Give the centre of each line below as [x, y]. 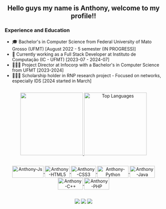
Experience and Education [37, 31]
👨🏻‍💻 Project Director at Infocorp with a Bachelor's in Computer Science [85, 65]
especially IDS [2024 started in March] [52, 81]
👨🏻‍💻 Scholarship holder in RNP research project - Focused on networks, [86, 75]
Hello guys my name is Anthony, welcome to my [83, 8]
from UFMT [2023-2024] [38, 70]
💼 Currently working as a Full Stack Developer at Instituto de [74, 54]
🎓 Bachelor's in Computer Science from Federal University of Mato [82, 42]
